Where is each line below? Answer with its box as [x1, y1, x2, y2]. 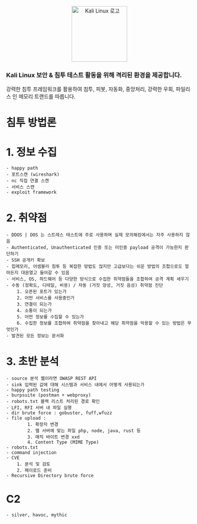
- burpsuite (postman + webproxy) [6, 392, 92, 398]
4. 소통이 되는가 [17, 308, 52, 314]
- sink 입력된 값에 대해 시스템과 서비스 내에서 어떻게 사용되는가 [6, 382, 145, 388]
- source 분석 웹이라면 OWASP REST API [6, 376, 97, 382]
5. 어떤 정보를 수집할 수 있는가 [17, 314, 85, 320]
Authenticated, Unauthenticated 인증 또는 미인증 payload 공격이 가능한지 [11, 244, 182, 251]
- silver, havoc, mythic [6, 512, 67, 518]
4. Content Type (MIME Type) [27, 439, 99, 446]
